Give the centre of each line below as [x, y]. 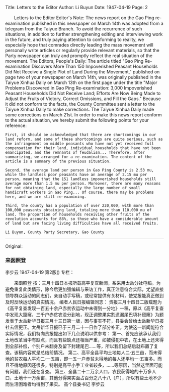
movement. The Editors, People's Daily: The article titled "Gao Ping [74, 61]
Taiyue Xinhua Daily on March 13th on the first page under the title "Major [81, 82]
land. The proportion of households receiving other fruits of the [77, 214]
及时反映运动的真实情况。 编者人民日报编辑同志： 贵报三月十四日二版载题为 [83, 302]
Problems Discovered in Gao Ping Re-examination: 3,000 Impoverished [79, 88]
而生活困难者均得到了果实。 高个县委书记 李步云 [55, 384]
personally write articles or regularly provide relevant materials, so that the [82, 50]
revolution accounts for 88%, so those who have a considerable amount [82, 219]
